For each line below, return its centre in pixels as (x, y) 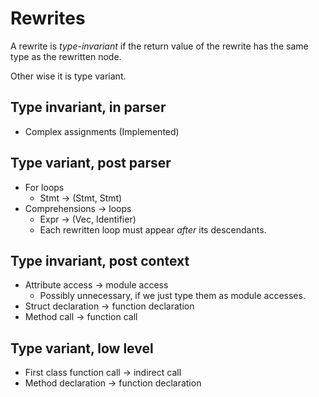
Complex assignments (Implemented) (102, 131)
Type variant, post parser (91, 163)
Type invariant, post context (100, 260)
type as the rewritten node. (66, 56)
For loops (44, 187)
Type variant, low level (82, 348)
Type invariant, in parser (88, 107)
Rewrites (48, 18)
